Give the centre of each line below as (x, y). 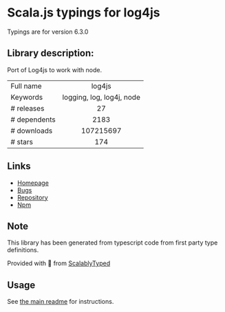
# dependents (33, 120)
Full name (26, 86)
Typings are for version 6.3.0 (48, 32)
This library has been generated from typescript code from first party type (112, 243)
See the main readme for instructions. (61, 302)
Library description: (51, 53)
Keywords (27, 97)
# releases (28, 108)
